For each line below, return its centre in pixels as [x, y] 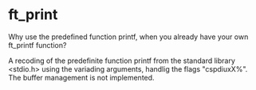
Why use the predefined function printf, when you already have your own [128, 37]
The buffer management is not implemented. [81, 77]
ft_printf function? [37, 45]
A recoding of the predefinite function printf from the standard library [122, 61]
